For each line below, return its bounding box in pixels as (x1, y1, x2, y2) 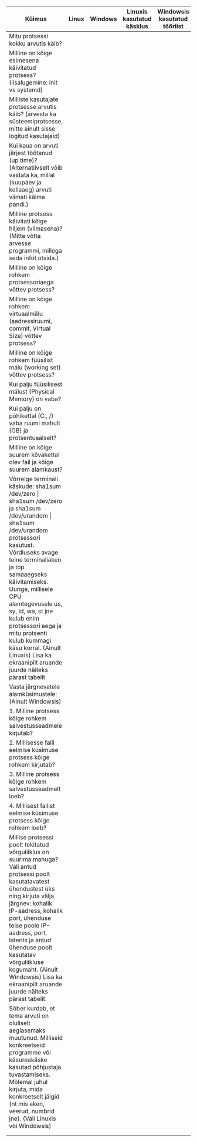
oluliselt (9, 1019, 30, 1027)
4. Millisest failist (9, 802, 55, 810)
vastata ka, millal (9, 171, 55, 179)
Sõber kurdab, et (9, 1005, 56, 1012)
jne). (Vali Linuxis (9, 1114, 56, 1123)
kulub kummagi (9, 637, 52, 644)
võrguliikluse (9, 958, 44, 966)
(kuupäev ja (9, 179, 42, 186)
